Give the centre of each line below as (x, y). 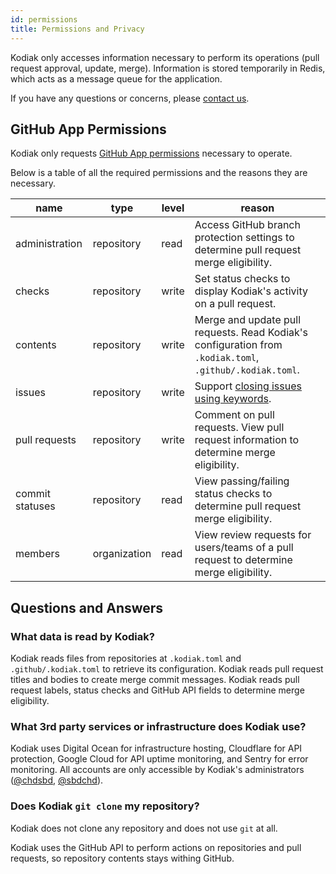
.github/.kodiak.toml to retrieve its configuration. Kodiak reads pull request (167, 669)
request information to (247, 440)
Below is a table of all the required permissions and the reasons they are (159, 173)
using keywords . (233, 399)
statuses (35, 506)
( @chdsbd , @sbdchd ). (57, 780)
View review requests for (253, 535)
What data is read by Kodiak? (82, 636)
